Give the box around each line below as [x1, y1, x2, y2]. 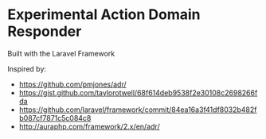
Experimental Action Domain [7, 6, 201, 24]
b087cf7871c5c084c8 [18, 113, 92, 122]
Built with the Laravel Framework [7, 48, 115, 58]
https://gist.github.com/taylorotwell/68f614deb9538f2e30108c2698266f [18, 87, 258, 97]
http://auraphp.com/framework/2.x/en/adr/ [18, 122, 160, 131]
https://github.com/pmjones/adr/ [18, 79, 127, 89]
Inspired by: [7, 64, 47, 73]
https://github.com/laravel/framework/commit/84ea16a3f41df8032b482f [18, 105, 257, 114]
